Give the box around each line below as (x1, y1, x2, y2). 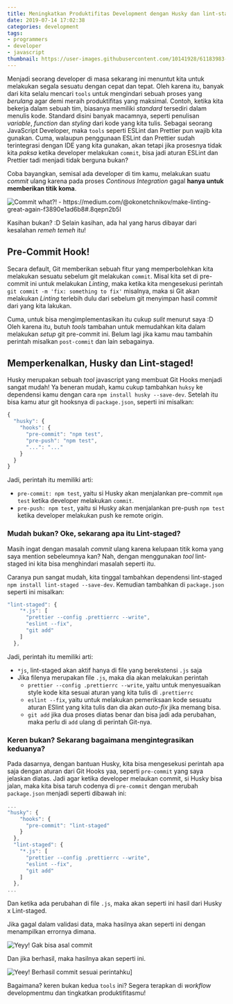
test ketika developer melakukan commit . (17, 497, 134, 505)
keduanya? (7, 744, 46, 754)
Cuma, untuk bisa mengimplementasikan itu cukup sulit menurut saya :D (7, 314, 214, 324)
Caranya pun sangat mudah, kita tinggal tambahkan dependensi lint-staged (7, 573, 223, 581)
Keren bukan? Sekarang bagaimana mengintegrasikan (7, 735, 194, 744)
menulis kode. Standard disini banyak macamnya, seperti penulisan (7, 111, 200, 120)
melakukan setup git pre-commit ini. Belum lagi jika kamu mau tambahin (7, 330, 213, 338)
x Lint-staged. (7, 907, 47, 915)
